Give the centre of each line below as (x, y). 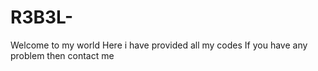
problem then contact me (62, 55)
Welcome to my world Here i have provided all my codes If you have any (159, 45)
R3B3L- (42, 17)
